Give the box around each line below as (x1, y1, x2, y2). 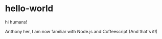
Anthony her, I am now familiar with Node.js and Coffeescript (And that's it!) (5, 28, 158, 34)
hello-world (5, 3, 54, 14)
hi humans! (5, 19, 27, 25)
